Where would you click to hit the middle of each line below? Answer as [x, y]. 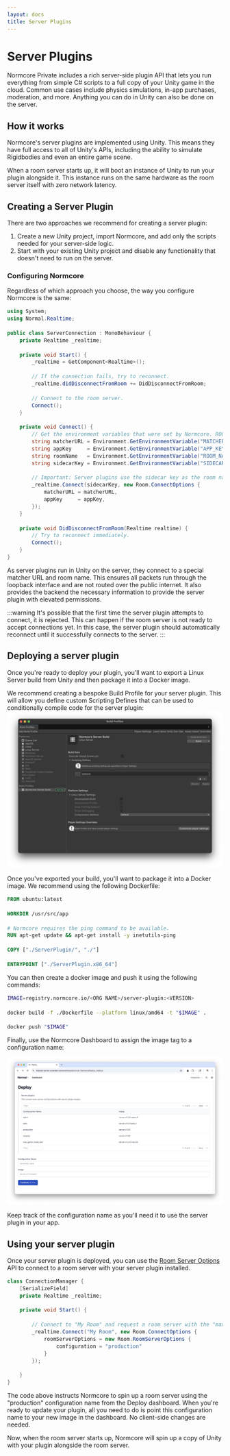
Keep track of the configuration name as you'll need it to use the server [107, 1216]
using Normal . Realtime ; [41, 319]
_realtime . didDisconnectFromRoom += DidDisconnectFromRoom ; [119, 384]
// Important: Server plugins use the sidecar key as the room [124, 478]
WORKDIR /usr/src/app [38, 914]
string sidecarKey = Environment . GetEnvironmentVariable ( [116, 463]
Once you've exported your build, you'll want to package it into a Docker [109, 878]
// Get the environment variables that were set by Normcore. [122, 434]
